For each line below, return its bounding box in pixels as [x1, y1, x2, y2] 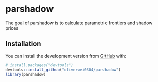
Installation [5, 40, 41, 48]
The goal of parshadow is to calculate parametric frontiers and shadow [5, 20, 153, 26]
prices [5, 25, 19, 31]
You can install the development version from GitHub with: [5, 53, 126, 59]
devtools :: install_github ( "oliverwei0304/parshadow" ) [5, 67, 121, 72]
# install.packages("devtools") [5, 62, 73, 68]
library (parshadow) [5, 72, 46, 77]
